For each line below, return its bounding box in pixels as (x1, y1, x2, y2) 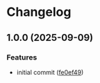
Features (6, 53, 37, 62)
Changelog (6, 4, 72, 20)
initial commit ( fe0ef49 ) (16, 68, 84, 76)
